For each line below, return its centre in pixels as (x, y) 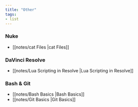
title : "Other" (21, 10)
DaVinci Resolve (25, 60)
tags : (11, 14)
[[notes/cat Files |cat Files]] (41, 47)
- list (12, 19)
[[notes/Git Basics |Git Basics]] (44, 100)
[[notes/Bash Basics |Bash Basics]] (48, 94)
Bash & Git (18, 83)
